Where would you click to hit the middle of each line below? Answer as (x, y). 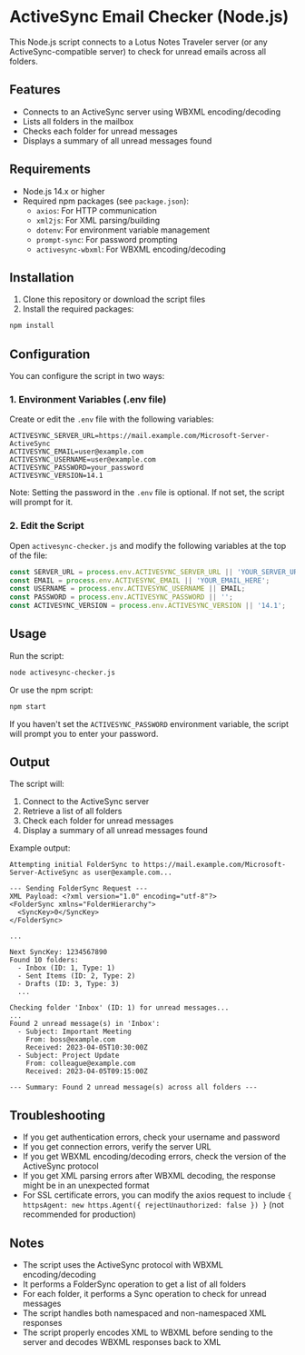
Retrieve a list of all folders (72, 812)
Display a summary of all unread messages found (115, 831)
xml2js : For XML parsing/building (98, 220)
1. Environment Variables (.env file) (88, 399)
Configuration (50, 354)
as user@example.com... (127, 873)
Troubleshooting (58, 1115)
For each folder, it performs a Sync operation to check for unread (144, 1294)
